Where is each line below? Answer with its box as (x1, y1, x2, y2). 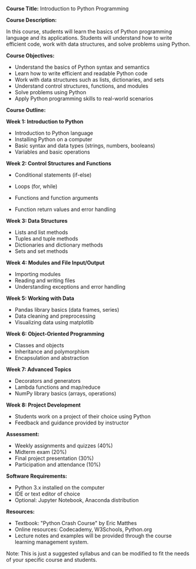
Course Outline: (6, 107, 46, 113)
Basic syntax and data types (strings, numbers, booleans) (14, 142, 155, 149)
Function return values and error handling (14, 206, 116, 213)
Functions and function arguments (14, 194, 99, 201)
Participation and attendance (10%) (14, 461, 101, 468)
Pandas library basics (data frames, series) (14, 306, 120, 313)
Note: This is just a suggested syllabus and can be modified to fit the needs (6, 550, 190, 557)
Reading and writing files (14, 277, 76, 284)
